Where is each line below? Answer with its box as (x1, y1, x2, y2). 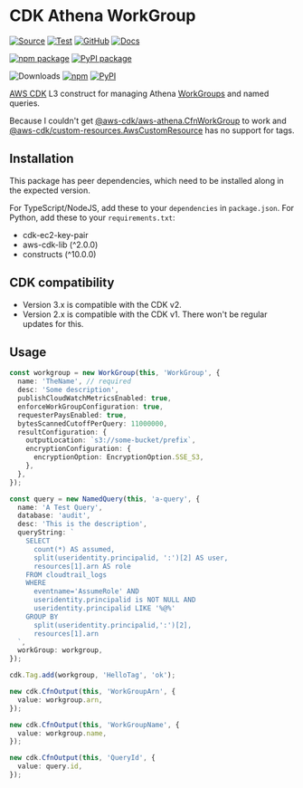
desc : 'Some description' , (17, 386, 119, 395)
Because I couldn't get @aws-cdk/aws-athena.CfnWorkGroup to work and (9, 115, 287, 126)
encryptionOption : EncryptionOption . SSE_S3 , (33, 453, 204, 462)
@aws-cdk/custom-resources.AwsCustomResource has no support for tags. (9, 124, 295, 136)
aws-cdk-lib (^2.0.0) (22, 239, 99, 250)
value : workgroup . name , (17, 728, 107, 738)
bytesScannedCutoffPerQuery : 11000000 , (17, 418, 168, 428)
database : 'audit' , (17, 511, 91, 521)
